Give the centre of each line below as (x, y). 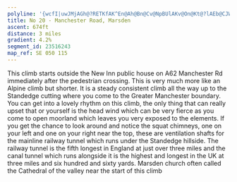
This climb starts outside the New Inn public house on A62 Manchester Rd (115, 73)
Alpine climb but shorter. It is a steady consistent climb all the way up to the (117, 88)
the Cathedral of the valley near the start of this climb (85, 171)
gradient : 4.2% (30, 40)
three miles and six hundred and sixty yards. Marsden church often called (114, 163)
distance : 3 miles (34, 34)
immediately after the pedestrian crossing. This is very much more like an (114, 80)
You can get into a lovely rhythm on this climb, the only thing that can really (117, 103)
